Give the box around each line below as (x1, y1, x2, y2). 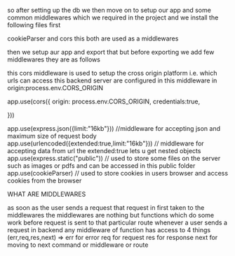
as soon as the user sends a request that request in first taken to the (7, 204, 205, 212)
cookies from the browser (7, 176, 82, 185)
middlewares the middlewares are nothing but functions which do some (7, 211, 215, 219)
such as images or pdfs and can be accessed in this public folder (7, 162, 196, 170)
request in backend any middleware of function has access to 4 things (7, 226, 211, 234)
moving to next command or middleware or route (7, 241, 149, 249)
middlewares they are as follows (7, 55, 100, 64)
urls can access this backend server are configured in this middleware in (7, 76, 217, 85)
